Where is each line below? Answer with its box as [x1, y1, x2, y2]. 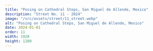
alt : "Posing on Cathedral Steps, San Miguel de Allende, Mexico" [5, 20, 144, 26]
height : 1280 [5, 39, 32, 44]
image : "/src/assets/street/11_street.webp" [5, 16, 98, 21]
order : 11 [5, 30, 26, 34]
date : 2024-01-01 [5, 25, 41, 30]
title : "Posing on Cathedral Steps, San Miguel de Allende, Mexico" [5, 7, 149, 12]
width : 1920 [5, 34, 30, 39]
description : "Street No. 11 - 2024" [5, 12, 83, 17]
